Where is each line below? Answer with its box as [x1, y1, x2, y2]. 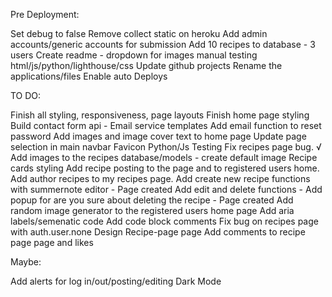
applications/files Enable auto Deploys [10, 70, 168, 82]
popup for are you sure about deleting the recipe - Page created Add [10, 194, 294, 206]
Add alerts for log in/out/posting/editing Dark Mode [10, 275, 222, 287]
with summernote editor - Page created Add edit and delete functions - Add [10, 184, 323, 195]
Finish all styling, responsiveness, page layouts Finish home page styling [10, 109, 310, 121]
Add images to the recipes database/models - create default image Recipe [10, 152, 318, 163]
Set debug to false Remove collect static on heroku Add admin [10, 28, 268, 39]
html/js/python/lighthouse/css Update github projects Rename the [10, 60, 283, 71]
